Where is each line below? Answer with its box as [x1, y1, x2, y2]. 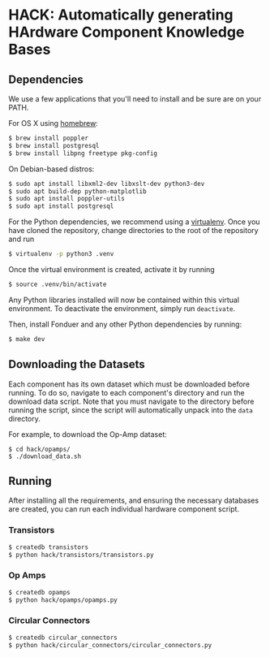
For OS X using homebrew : [8, 119, 99, 128]
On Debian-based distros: [8, 164, 95, 174]
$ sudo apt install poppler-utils [8, 195, 126, 203]
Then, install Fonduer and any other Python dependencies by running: [8, 319, 242, 329]
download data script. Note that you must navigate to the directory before [8, 396, 255, 406]
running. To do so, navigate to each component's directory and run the [8, 387, 245, 397]
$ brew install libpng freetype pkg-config [8, 149, 158, 158]
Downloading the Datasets [8, 357, 146, 371]
